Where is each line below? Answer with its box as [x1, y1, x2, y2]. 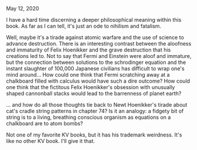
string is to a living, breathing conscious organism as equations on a [6, 114, 171, 121]
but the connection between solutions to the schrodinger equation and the [6, 59, 186, 66]
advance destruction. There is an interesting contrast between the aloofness [6, 40, 192, 47]
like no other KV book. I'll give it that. [6, 138, 95, 144]
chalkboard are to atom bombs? [6, 120, 84, 127]
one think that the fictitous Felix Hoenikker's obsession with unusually [6, 84, 175, 90]
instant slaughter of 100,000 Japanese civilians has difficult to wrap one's [6, 65, 185, 72]
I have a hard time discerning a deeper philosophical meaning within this [6, 16, 182, 23]
